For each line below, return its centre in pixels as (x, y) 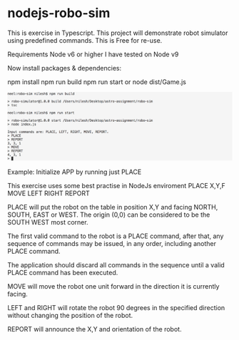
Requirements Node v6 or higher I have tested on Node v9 (93, 54)
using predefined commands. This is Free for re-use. (85, 40)
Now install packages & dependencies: (65, 68)
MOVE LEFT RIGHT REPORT (49, 193)
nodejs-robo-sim (59, 13)
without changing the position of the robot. (70, 316)
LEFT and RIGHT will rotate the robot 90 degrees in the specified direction (116, 308)
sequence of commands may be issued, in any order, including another (112, 244)
